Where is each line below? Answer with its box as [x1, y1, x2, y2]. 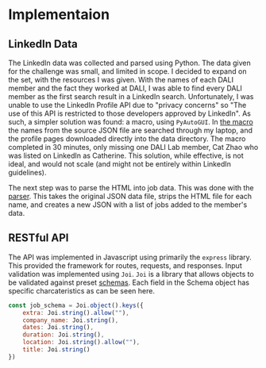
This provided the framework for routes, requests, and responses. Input [8, 260, 242, 270]
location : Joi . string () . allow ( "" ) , [22, 339, 141, 347]
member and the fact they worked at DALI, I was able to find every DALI [8, 83, 242, 93]
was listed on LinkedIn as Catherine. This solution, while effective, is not [8, 151, 244, 160]
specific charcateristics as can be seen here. [8, 286, 155, 295]
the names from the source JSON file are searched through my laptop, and [8, 125, 253, 135]
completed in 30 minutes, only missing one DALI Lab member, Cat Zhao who [8, 143, 259, 151]
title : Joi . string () [22, 346, 91, 354]
